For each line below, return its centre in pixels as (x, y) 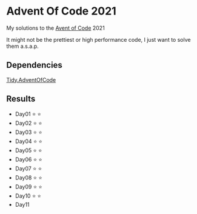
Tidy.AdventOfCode (31, 79)
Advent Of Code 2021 (61, 11)
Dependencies (34, 65)
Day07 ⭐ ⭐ (28, 169)
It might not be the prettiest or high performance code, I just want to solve (98, 39)
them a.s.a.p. (23, 46)
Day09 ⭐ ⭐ (28, 187)
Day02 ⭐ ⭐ (28, 123)
